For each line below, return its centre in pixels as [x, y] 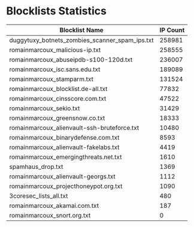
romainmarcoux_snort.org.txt [50, 215]
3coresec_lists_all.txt [39, 196]
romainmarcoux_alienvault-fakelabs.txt [64, 147]
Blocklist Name [81, 30]
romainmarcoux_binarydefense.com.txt [64, 137]
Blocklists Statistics [56, 11]
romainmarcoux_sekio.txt [45, 108]
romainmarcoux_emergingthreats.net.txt [66, 157]
